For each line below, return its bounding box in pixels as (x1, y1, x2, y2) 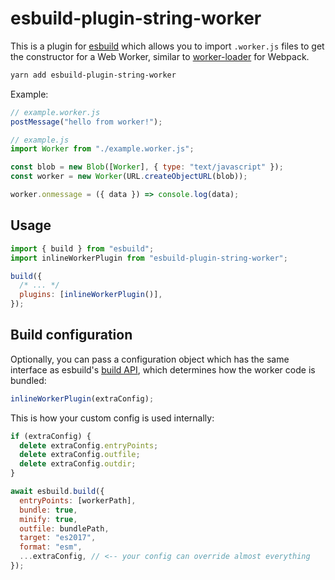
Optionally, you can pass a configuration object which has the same (10, 353, 290, 365)
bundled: (10, 374, 47, 386)
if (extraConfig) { (10, 431, 92, 441)
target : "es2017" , (19, 533, 97, 543)
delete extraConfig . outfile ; (19, 450, 141, 460)
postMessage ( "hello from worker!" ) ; (10, 117, 163, 127)
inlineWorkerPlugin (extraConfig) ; (10, 393, 155, 404)
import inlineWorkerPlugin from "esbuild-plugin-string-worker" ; (10, 253, 288, 263)
